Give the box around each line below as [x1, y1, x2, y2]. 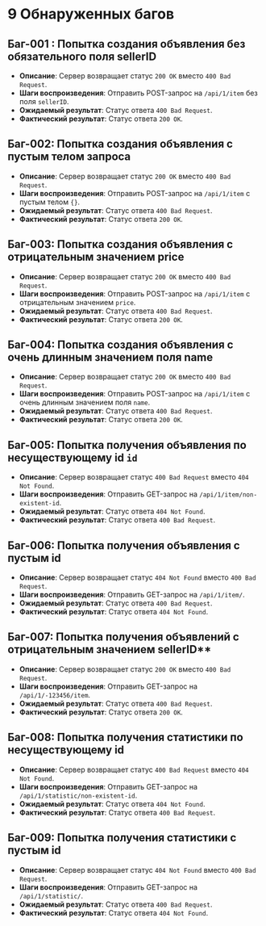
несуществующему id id [7, 450, 138, 464]
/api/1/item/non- [199, 491, 258, 499]
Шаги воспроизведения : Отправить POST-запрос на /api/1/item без [19, 88, 259, 98]
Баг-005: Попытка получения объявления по [7, 438, 247, 452]
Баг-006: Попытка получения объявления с [7, 538, 240, 552]
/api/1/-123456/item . [19, 689, 90, 699]
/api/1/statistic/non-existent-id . [19, 790, 138, 800]
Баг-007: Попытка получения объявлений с [7, 631, 239, 644]
